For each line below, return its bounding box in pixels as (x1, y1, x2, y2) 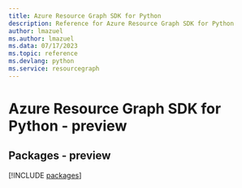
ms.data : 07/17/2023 (8, 42, 79, 50)
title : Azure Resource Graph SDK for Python (8, 11, 162, 20)
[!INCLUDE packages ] (8, 170, 82, 180)
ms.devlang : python (8, 58, 75, 66)
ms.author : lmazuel (8, 34, 75, 43)
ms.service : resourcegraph (8, 65, 100, 73)
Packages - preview (8, 149, 111, 163)
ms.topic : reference (8, 49, 79, 58)
